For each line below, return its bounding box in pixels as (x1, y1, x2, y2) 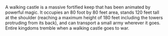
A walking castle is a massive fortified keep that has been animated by (5, 4, 150, 10)
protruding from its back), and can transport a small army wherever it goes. (5, 20, 160, 26)
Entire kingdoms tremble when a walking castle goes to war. (5, 25, 129, 31)
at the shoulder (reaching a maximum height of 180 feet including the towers (5, 15, 163, 20)
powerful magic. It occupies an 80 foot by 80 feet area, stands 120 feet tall (5, 9, 159, 15)
